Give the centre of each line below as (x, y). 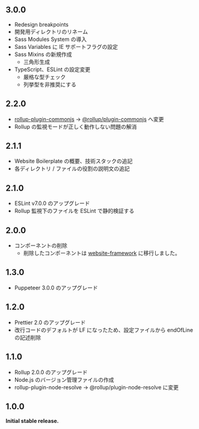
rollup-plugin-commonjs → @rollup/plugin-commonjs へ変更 (89, 119)
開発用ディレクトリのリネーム (51, 31)
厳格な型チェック (44, 77)
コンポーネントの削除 (41, 246)
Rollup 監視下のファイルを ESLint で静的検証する (74, 211)
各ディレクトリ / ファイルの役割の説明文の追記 (72, 169)
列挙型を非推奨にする (50, 84)
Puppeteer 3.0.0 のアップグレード (56, 288)
